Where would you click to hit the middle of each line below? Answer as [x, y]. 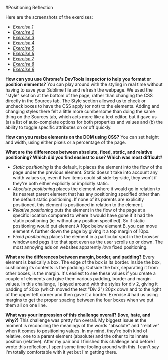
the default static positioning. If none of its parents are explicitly [78, 199]
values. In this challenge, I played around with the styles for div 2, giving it [81, 284]
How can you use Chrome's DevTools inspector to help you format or [78, 79]
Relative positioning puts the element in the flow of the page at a [79, 210]
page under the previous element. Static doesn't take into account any [85, 172]
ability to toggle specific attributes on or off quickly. [58, 127]
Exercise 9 [23, 69]
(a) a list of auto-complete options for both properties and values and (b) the [84, 122]
